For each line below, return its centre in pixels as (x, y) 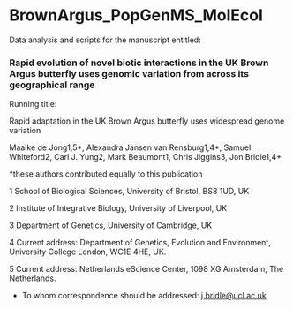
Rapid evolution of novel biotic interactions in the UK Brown (139, 63)
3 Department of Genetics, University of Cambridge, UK (111, 225)
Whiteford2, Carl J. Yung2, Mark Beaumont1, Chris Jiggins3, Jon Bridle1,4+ (146, 157)
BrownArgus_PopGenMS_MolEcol (136, 15)
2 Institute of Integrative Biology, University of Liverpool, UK (118, 208)
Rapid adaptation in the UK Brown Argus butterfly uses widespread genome (147, 121)
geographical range (52, 85)
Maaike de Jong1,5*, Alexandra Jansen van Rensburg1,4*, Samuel (130, 147)
